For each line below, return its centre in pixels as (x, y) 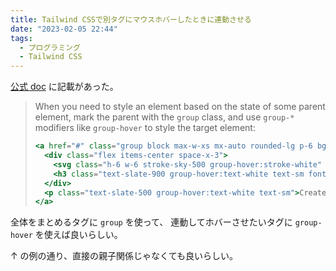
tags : (21, 38)
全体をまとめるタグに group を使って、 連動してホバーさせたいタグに (151, 222)
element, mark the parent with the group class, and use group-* (164, 117)
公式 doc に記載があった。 (64, 87)
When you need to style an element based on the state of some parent (180, 107)
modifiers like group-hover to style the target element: (145, 128)
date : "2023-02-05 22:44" (64, 29)
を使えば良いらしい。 (78, 235)
